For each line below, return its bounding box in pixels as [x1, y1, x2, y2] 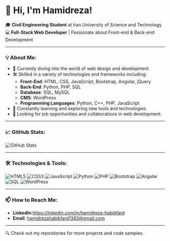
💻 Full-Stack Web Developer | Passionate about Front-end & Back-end [5, 29, 155, 35]
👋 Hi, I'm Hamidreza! [5, 5, 93, 16]
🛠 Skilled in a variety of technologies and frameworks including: [12, 71, 147, 78]
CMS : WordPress [20, 95, 57, 101]
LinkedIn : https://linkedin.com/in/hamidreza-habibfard [12, 210, 125, 216]
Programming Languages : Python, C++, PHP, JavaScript [20, 100, 140, 106]
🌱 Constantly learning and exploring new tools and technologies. [12, 106, 148, 112]
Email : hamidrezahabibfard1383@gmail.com [12, 215, 105, 221]
